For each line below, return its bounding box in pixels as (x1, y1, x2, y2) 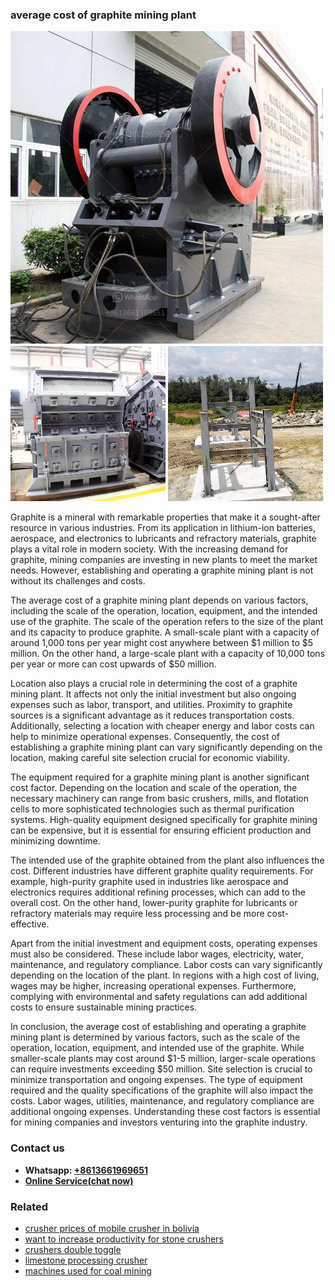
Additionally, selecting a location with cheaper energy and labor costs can (10, 720, 315, 732)
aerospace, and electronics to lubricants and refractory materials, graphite (10, 533, 317, 545)
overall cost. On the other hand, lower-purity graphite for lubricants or (10, 897, 298, 909)
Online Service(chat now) (24, 1174, 134, 1187)
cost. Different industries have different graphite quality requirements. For (10, 865, 314, 877)
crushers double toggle (24, 1243, 122, 1255)
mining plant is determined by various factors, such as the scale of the (10, 1031, 301, 1043)
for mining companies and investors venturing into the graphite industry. (10, 1116, 308, 1128)
